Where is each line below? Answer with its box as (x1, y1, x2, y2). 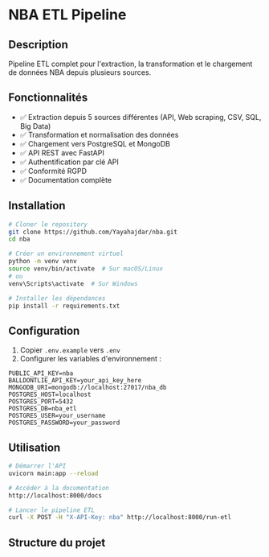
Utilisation (8, 440, 61, 454)
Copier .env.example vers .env (19, 345, 120, 355)
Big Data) (19, 121, 51, 130)
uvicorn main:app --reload (8, 469, 99, 477)
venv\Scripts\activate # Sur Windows (8, 279, 138, 287)
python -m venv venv (8, 258, 78, 266)
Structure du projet (8, 535, 106, 549)
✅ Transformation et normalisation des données (19, 130, 179, 139)
